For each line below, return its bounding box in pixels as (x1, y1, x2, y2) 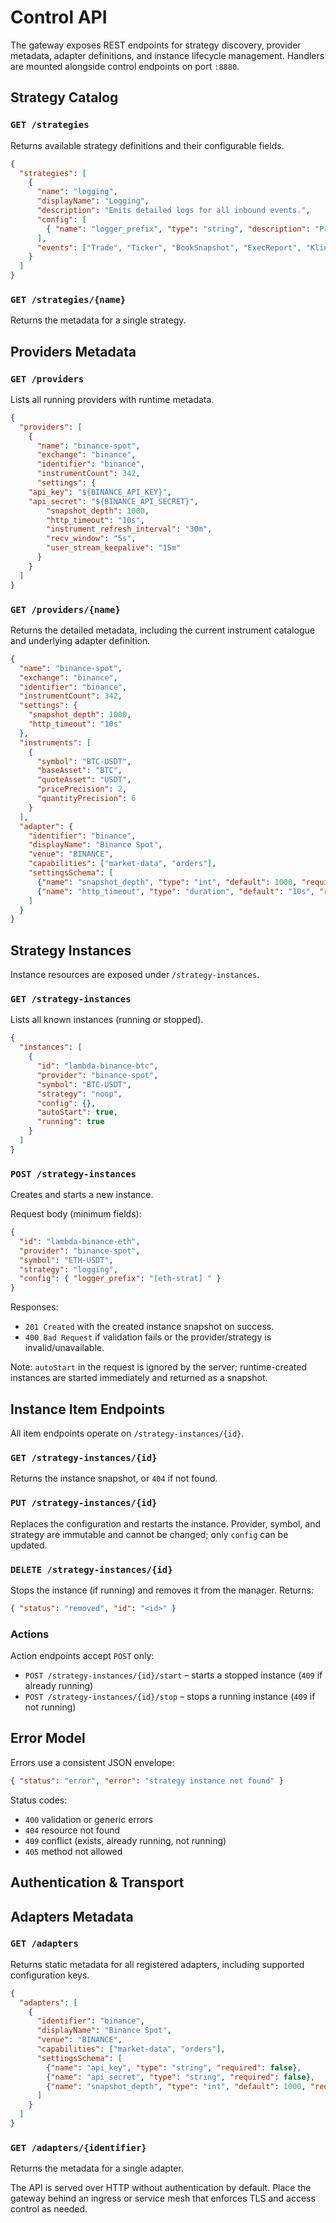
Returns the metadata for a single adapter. (10, 2162, 184, 2175)
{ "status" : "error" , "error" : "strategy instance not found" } (10, 1776, 284, 1786)
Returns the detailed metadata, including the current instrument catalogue (10, 624, 315, 636)
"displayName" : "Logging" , (36, 196, 150, 206)
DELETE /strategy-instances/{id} (10, 1564, 173, 1575)
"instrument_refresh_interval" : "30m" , (46, 524, 213, 535)
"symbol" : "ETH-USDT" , (19, 1255, 114, 1265)
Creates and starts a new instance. (10, 1189, 154, 1201)
